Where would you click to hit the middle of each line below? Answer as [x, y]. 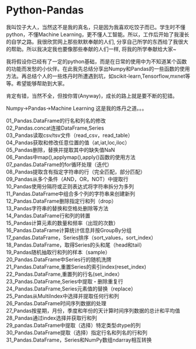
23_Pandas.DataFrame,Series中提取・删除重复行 [65, 281]
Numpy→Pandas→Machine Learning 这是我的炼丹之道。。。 [77, 108]
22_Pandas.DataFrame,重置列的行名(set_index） [64, 274]
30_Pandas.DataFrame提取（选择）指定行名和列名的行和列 [77, 332]
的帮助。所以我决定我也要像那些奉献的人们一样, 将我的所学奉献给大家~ [91, 49]
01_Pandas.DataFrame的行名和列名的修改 [56, 120]
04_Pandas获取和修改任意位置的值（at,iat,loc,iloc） [68, 142]
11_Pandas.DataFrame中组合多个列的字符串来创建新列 [71, 193]
